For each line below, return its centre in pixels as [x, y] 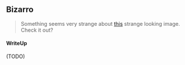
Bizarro [20, 10]
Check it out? [37, 30]
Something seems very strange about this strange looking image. [100, 23]
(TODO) [16, 57]
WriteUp [17, 43]
